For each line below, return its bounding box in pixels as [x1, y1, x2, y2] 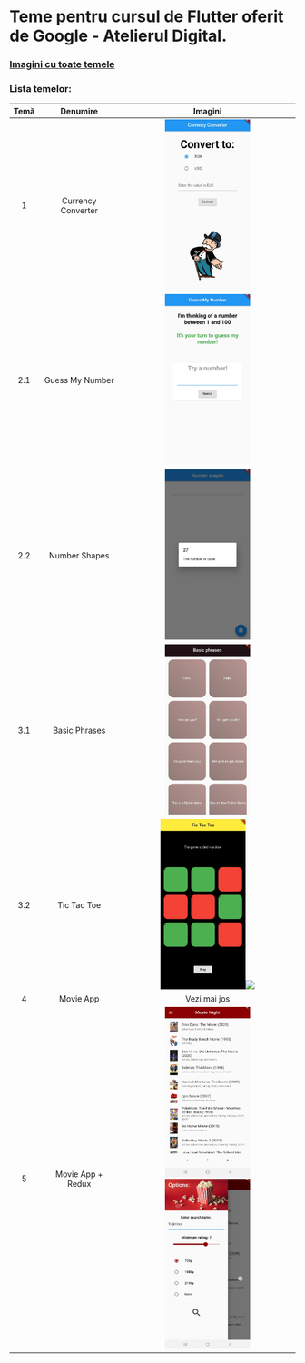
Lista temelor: [9, 83, 73, 95]
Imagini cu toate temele [9, 58, 115, 71]
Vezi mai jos [184, 993, 231, 1004]
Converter [60, 204, 98, 215]
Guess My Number [44, 375, 115, 386]
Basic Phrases [53, 725, 106, 736]
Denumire [60, 105, 98, 116]
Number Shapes [48, 549, 110, 560]
